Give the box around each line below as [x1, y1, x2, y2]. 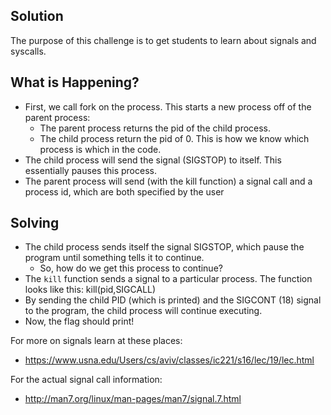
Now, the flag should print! [24, 315, 135, 328]
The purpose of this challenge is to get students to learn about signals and [10, 34, 317, 46]
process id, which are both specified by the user [24, 185, 225, 198]
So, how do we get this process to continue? [39, 262, 223, 274]
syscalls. [10, 45, 47, 57]
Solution [10, 8, 64, 25]
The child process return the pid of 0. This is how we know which [39, 132, 310, 144]
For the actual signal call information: [10, 374, 163, 386]
